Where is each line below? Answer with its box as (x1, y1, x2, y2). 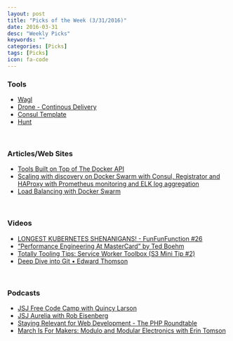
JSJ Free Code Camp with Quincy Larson (17, 304, 137, 312)
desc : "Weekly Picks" (7, 30, 71, 37)
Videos (7, 219, 32, 229)
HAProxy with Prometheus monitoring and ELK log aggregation (17, 180, 200, 188)
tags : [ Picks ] (7, 50, 49, 57)
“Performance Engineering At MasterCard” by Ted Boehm (17, 242, 185, 250)
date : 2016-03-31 (7, 23, 58, 30)
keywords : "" (7, 37, 46, 44)
